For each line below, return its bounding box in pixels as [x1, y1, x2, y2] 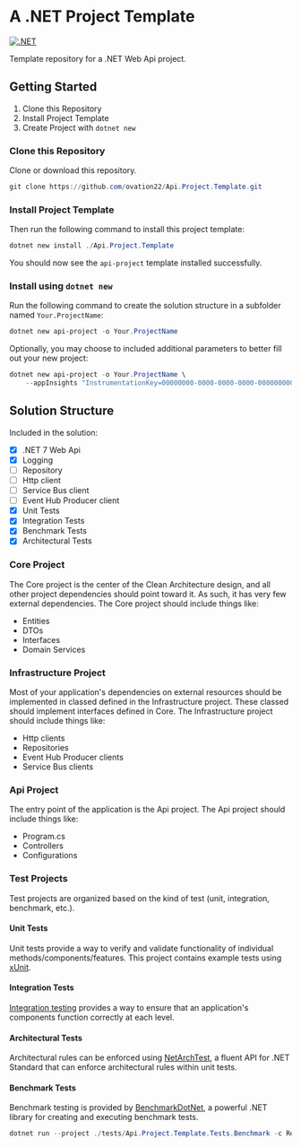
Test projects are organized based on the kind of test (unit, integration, [9, 892, 271, 903]
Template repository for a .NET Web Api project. [9, 53, 186, 64]
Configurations [21, 850, 78, 861]
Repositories [21, 743, 69, 753]
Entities [21, 615, 50, 626]
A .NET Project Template [9, 6, 195, 27]
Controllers [21, 840, 64, 851]
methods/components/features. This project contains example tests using [9, 952, 282, 963]
